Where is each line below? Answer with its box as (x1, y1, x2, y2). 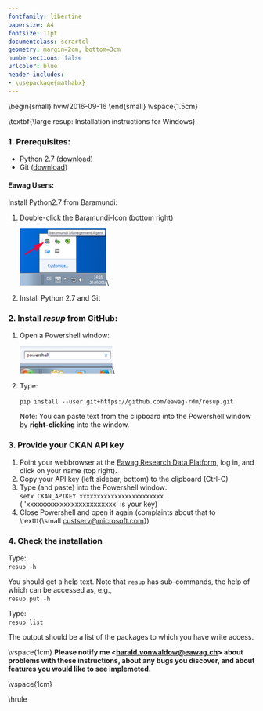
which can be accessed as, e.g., (8, 585, 112, 595)
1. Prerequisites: (8, 136, 71, 147)
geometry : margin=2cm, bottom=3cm (8, 46, 121, 54)
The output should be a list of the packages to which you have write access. (8, 633, 254, 642)
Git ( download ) (19, 162, 68, 172)
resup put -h (8, 595, 51, 603)
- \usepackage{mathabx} (8, 78, 86, 86)
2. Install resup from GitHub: (8, 313, 118, 324)
